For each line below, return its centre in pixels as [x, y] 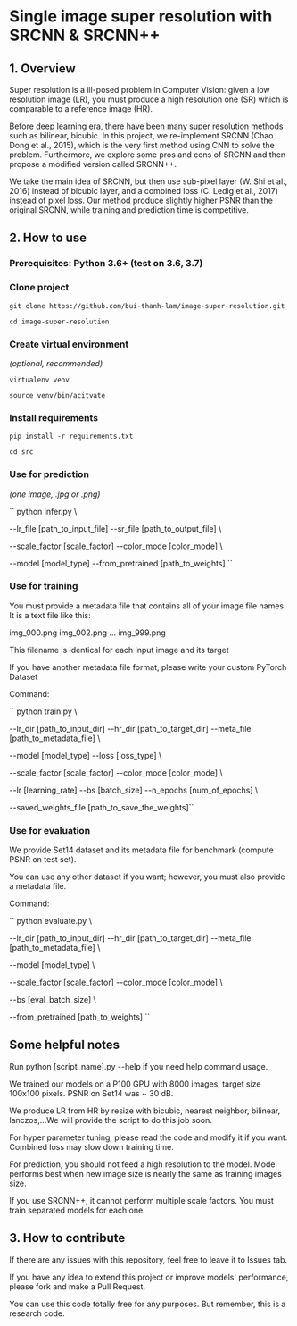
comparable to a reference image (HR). [81, 109]
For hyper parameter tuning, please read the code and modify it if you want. [148, 1137]
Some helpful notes [65, 1045]
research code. [37, 1313]
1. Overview [42, 68]
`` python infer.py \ [43, 511]
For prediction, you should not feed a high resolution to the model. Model [144, 1164]
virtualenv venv [39, 380]
